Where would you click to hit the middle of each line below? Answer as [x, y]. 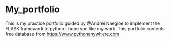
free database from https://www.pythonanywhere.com [62, 34]
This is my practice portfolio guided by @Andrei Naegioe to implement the [83, 23]
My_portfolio [32, 9]
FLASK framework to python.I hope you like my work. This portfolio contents [85, 28]
